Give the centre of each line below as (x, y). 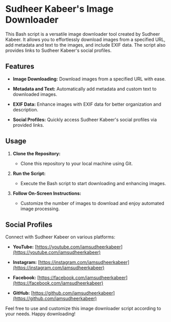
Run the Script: (29, 173)
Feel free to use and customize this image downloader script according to (83, 309)
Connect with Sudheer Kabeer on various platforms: (60, 237)
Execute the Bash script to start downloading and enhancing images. (93, 183)
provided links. (28, 125)
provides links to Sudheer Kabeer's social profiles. (59, 50)
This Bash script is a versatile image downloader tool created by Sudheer (83, 34)
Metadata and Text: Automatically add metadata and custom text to (84, 89)
